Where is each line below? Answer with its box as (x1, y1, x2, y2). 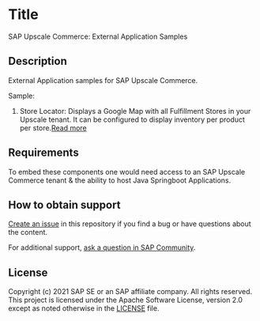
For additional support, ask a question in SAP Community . (8, 243, 196, 252)
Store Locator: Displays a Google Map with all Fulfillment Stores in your (19, 106, 251, 115)
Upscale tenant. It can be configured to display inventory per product (19, 115, 245, 124)
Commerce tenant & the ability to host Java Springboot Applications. (8, 176, 232, 185)
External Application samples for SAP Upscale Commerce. (8, 75, 198, 85)
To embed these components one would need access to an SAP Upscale (8, 167, 246, 176)
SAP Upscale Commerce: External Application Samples (8, 32, 188, 41)
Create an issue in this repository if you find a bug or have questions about (8, 219, 251, 228)
